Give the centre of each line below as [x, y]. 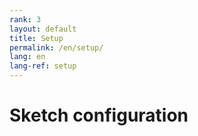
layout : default [43, 29]
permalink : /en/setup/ [56, 47]
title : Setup [36, 38]
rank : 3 [25, 19]
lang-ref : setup [43, 66]
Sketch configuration [99, 115]
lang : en [27, 57]
